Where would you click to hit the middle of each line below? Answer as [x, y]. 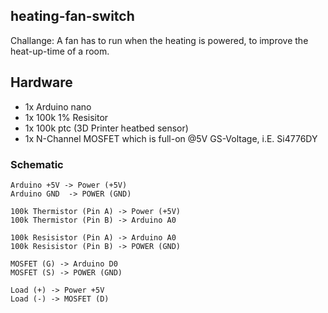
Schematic [37, 164]
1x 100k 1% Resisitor [66, 117]
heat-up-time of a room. [60, 51]
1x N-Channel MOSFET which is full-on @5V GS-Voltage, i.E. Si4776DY [171, 138]
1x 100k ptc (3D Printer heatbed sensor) [106, 128]
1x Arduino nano [58, 106]
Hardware [41, 82]
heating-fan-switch [72, 16]
